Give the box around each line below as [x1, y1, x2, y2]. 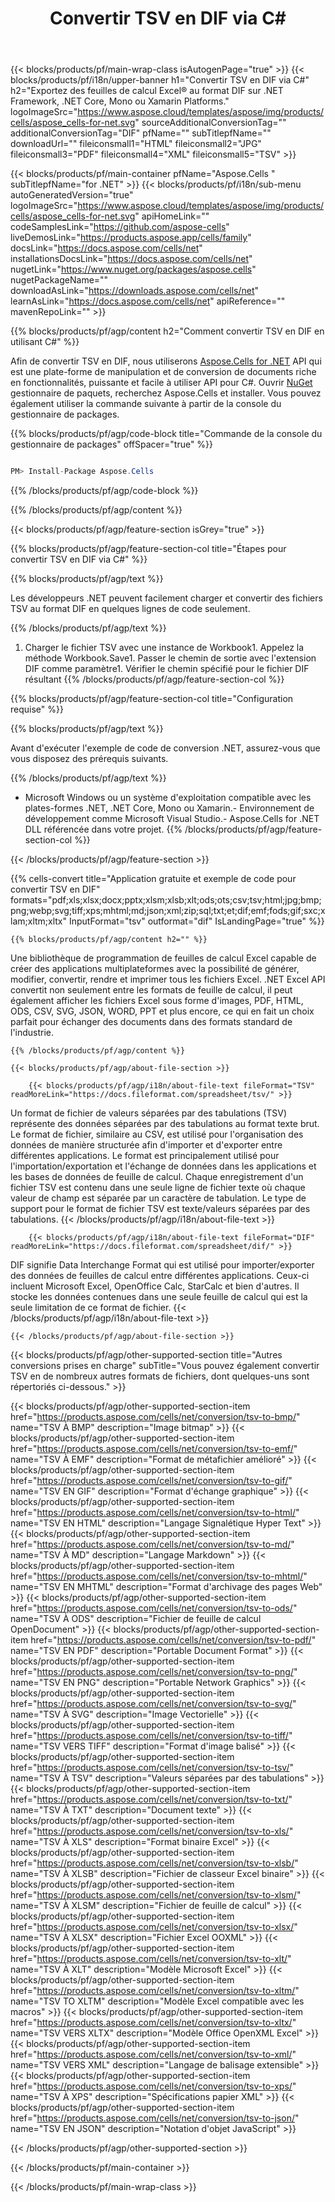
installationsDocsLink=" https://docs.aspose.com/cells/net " [10, 253, 253, 265]
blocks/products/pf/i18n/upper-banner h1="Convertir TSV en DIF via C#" [10, 74, 310, 86]
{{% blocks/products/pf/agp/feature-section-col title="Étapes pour [10, 543, 287, 555]
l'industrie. [10, 1027, 55, 1039]
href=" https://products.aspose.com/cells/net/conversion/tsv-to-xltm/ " [10, 1985, 300, 1997]
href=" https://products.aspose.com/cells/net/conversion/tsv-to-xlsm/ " [10, 1889, 302, 1901]
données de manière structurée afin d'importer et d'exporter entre [10, 1139, 283, 1151]
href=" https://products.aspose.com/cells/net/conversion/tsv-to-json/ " [10, 2112, 300, 2124]
